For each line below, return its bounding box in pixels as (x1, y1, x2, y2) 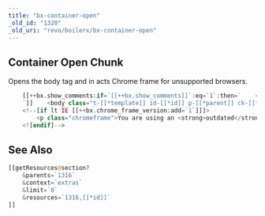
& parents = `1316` (22, 172, 77, 180)
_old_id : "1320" (8, 19, 62, 27)
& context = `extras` (22, 179, 83, 187)
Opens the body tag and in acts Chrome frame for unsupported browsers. (8, 77, 248, 86)
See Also (8, 143, 53, 157)
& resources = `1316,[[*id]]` (22, 193, 111, 202)
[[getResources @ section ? (8, 164, 90, 172)
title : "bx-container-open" (8, 11, 101, 20)
